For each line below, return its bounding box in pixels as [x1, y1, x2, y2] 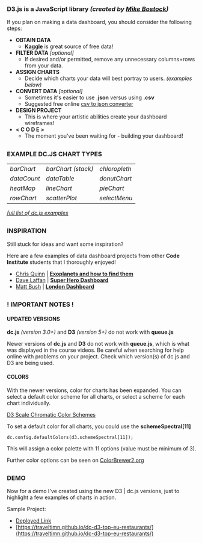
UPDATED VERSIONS [7, 315, 61, 322]
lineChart [46, 184, 72, 192]
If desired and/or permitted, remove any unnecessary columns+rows [24, 56, 195, 63]
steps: [7, 25, 22, 32]
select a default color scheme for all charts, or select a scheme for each [7, 393, 185, 400]
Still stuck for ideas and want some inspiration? [7, 240, 124, 248]
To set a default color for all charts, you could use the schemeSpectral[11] [7, 423, 191, 430]
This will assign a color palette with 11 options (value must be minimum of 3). [7, 444, 197, 452]
